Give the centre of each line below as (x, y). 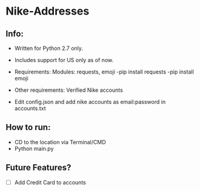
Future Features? (38, 168)
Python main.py (34, 148)
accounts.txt (30, 108)
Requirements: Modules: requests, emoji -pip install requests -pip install (104, 72)
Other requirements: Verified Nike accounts (69, 90)
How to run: (28, 127)
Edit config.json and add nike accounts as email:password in (90, 102)
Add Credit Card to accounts (50, 182)
